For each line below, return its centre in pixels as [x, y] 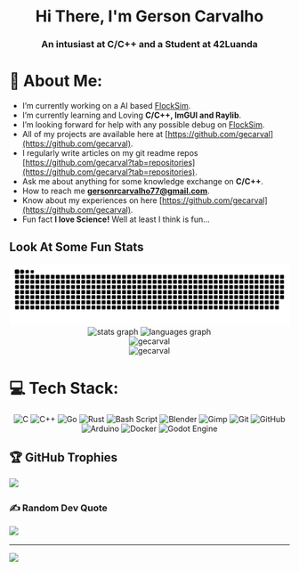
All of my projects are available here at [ [95, 135]
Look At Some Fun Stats [77, 247]
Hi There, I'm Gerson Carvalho [149, 16]
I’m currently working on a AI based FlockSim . [106, 106]
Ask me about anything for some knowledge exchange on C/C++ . [143, 182]
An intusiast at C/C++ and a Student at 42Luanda [149, 45]
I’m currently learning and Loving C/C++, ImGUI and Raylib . [132, 115]
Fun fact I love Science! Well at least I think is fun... [116, 219]
